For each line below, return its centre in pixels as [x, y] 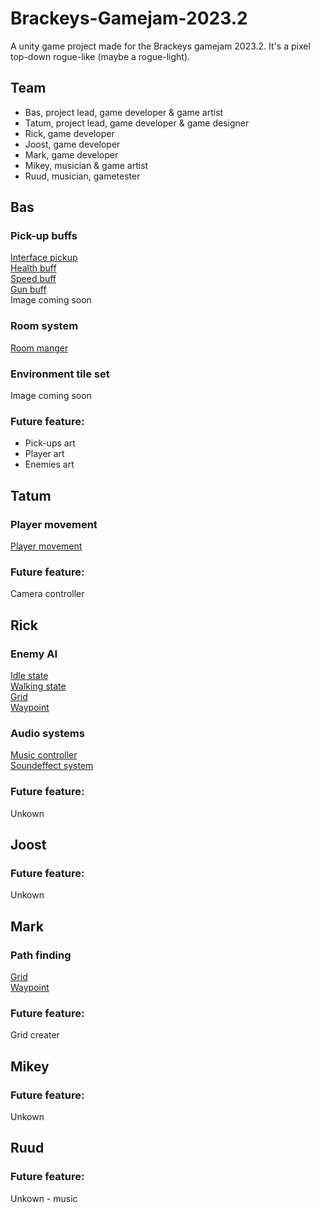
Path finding [41, 955]
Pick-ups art [50, 443]
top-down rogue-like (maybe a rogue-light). [100, 56]
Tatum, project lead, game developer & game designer [137, 123]
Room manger [39, 348]
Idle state [29, 675]
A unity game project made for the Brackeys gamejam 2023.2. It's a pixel [160, 46]
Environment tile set [60, 374]
